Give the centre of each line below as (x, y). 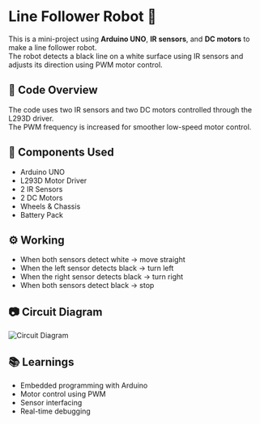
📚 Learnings (41, 362)
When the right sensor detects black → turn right (102, 277)
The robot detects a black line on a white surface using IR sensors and (126, 56)
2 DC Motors (41, 197)
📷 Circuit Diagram (55, 312)
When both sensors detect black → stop (87, 286)
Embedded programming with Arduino (84, 385)
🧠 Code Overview (53, 90)
